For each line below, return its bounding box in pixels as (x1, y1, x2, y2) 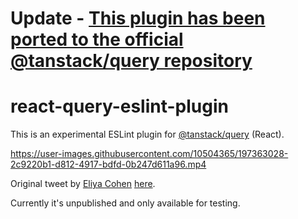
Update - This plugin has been (10, 7, 266, 30)
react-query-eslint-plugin (10, 95, 229, 118)
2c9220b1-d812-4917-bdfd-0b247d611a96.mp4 (10, 158, 207, 171)
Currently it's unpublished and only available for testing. (10, 197, 241, 209)
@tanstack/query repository (10, 50, 253, 72)
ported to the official (10, 28, 184, 51)
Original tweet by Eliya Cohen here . (10, 178, 156, 190)
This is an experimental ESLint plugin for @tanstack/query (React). (10, 128, 285, 141)
